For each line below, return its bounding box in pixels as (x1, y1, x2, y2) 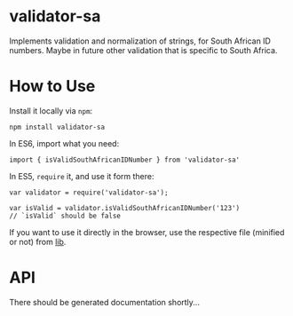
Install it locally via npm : (9, 105, 93, 116)
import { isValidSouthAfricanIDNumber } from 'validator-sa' (9, 155, 241, 164)
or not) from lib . (9, 236, 67, 247)
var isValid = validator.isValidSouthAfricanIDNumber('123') (9, 203, 241, 212)
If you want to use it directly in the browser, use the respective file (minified (9, 226, 285, 237)
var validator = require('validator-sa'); (9, 188, 169, 197)
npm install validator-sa (9, 122, 105, 131)
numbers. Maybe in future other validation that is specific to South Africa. (9, 44, 278, 55)
